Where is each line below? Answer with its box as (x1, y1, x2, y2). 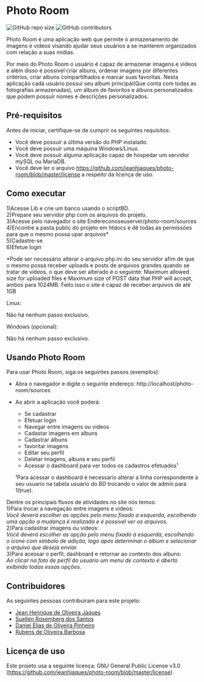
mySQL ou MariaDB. (15, 158, 66, 165)
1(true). (15, 487, 33, 494)
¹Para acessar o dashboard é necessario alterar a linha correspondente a (15, 474, 199, 481)
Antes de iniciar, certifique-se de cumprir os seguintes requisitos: (6, 126, 171, 134)
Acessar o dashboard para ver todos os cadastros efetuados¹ (24, 462, 178, 469)
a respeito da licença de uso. (81, 170, 154, 178)
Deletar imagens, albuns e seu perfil (24, 455, 115, 463)
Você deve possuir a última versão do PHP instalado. (15, 138, 148, 146)
